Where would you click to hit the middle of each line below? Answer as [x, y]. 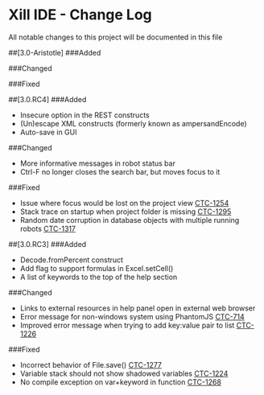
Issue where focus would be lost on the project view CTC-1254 [124, 203]
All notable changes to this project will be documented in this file [115, 37]
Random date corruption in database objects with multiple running [130, 220]
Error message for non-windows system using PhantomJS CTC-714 [132, 316]
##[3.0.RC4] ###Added [47, 99]
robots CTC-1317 [48, 228]
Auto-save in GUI [48, 132]
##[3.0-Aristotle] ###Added [55, 52]
